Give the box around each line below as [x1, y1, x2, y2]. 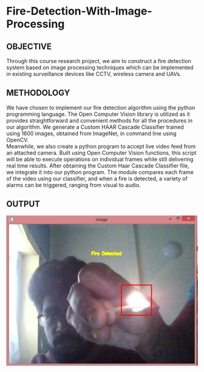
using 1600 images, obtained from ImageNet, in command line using [6, 129, 177, 137]
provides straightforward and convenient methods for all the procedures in [6, 117, 193, 124]
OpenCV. [6, 136, 29, 143]
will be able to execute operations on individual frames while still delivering [6, 155, 194, 163]
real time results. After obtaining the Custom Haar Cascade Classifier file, [6, 162, 189, 169]
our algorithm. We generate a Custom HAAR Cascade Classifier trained [6, 123, 184, 130]
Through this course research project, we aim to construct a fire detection [6, 58, 191, 64]
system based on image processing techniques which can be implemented [6, 64, 194, 71]
